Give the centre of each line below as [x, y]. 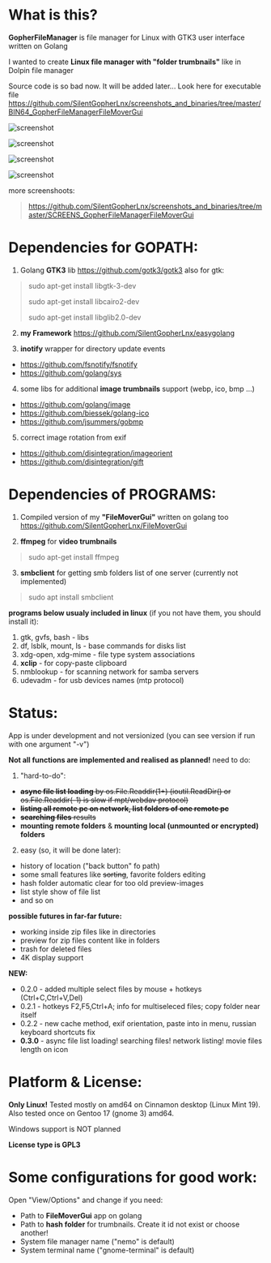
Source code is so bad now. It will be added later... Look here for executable [135, 86]
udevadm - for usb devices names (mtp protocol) [102, 680]
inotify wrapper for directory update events [93, 348]
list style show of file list [60, 891]
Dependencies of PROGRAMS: [112, 494]
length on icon [44, 1049]
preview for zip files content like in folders [90, 940]
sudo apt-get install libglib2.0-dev [85, 317]
